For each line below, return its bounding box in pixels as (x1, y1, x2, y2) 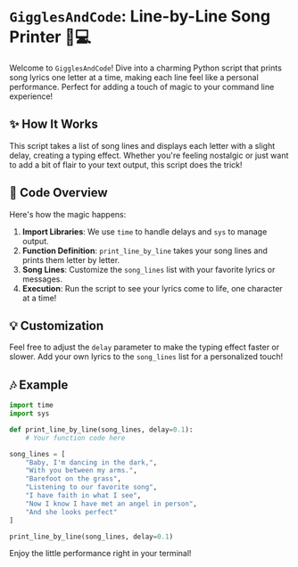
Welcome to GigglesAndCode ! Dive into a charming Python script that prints (9, 62, 283, 73)
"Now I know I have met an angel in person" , (25, 499, 198, 508)
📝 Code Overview (9, 185, 109, 201)
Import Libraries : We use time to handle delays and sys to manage (21, 226, 268, 237)
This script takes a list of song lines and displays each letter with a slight (9, 140, 275, 151)
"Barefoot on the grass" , (25, 474, 122, 483)
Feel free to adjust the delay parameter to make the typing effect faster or (9, 341, 280, 353)
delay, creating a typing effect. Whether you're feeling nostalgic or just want (9, 150, 289, 160)
